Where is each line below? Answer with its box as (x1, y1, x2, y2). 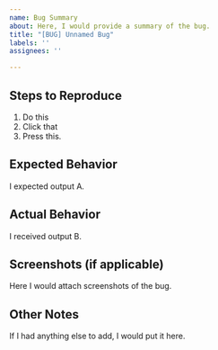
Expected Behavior (9, 157, 118, 172)
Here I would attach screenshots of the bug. (9, 281, 172, 292)
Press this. (22, 130, 62, 141)
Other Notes (9, 307, 79, 322)
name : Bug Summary (9, 13, 78, 22)
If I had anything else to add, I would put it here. (9, 330, 186, 342)
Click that (22, 121, 58, 131)
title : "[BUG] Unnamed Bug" (9, 30, 115, 39)
